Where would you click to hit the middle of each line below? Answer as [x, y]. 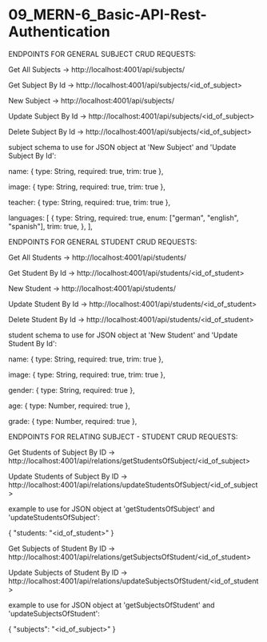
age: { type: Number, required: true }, [69, 406]
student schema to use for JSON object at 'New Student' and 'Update [123, 335]
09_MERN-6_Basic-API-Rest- [108, 15]
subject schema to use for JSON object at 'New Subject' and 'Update [122, 147]
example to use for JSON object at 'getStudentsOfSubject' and [112, 509]
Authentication [59, 32]
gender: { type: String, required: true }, [72, 390]
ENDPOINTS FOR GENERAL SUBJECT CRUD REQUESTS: [102, 54]
